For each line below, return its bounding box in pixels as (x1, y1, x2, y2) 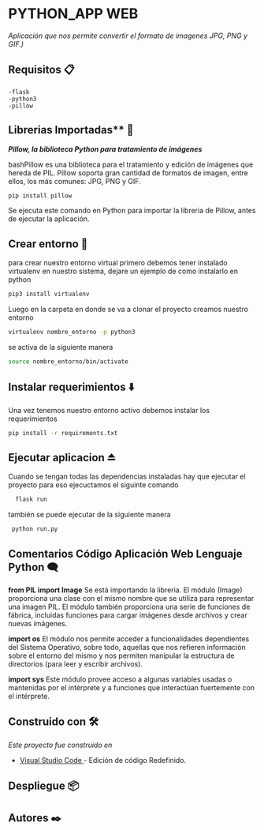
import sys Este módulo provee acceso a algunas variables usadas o (8, 674, 232, 684)
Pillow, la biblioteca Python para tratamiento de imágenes (8, 144, 203, 154)
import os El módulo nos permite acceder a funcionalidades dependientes (8, 633, 250, 644)
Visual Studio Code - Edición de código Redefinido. (19, 755, 187, 764)
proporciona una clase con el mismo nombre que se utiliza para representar (8, 593, 255, 603)
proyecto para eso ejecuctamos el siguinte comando (8, 480, 179, 490)
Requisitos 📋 (8, 63, 75, 77)
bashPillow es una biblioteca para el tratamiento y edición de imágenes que (8, 160, 254, 169)
